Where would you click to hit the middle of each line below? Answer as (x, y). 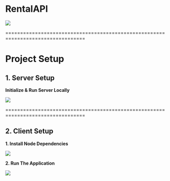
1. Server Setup (30, 78)
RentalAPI (27, 9)
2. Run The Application (30, 163)
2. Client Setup (29, 131)
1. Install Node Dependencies (37, 144)
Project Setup (35, 59)
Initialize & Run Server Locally (38, 90)
